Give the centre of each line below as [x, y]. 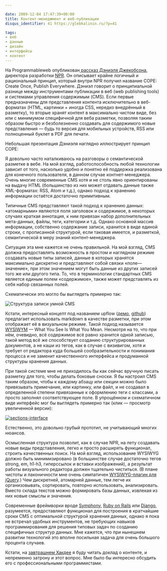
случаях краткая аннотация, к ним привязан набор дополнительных [78, 216]
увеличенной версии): [29, 408]
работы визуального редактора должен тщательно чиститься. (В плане [82, 469]
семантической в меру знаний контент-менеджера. [61, 237]
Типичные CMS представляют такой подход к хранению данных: [75, 205]
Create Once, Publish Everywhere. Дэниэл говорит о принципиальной [79, 86]
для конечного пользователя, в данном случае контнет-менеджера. [78, 174]
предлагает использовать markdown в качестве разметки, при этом [78, 319]
